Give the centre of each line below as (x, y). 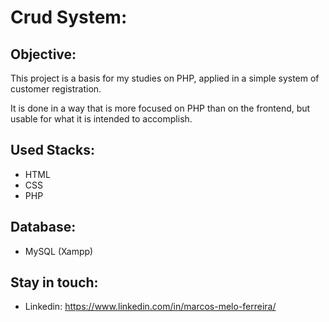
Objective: (43, 54)
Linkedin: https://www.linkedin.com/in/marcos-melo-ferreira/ (150, 307)
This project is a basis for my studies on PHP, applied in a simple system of (165, 78)
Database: (43, 227)
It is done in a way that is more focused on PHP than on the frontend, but (160, 108)
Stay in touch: (54, 282)
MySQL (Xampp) (59, 251)
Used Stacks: (52, 150)
